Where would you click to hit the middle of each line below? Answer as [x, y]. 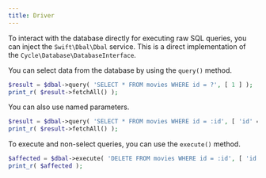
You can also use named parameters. [69, 107]
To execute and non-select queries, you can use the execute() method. [125, 144]
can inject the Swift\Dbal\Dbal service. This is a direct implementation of [127, 46]
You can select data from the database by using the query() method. [120, 70]
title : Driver [32, 15]
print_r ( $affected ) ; [46, 166]
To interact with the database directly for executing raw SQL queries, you [127, 38]
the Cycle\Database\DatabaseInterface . [72, 55]
